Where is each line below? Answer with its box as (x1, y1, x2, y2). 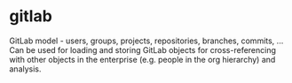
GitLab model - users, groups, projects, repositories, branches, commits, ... (9, 35, 284, 46)
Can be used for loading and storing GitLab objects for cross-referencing (9, 44, 277, 55)
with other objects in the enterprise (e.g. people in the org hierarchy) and (9, 54, 276, 64)
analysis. (9, 64, 42, 74)
